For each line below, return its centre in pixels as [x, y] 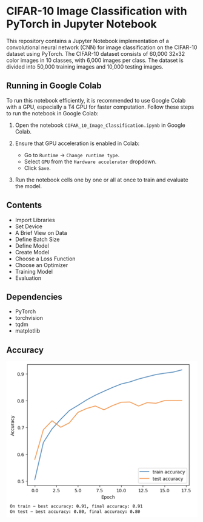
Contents [24, 205]
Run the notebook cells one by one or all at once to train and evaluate [102, 180]
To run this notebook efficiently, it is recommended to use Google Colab [96, 100]
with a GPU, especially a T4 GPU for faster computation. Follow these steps [100, 107]
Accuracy [25, 350]
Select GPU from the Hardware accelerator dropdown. [90, 161]
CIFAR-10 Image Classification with [97, 11]
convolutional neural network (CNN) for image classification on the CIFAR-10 [102, 47]
